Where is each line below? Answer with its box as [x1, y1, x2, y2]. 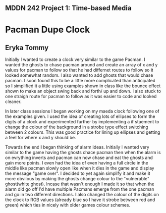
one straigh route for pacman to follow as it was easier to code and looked [5, 94, 157, 100]
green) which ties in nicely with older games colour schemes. [5, 202, 130, 208]
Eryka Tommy [5, 43, 49, 52]
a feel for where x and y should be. [5, 135, 76, 141]
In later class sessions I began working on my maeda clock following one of [5, 108, 160, 114]
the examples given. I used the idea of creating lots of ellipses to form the [5, 113, 156, 119]
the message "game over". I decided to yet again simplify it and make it [5, 170, 150, 176]
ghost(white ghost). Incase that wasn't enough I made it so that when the [5, 181, 155, 187]
